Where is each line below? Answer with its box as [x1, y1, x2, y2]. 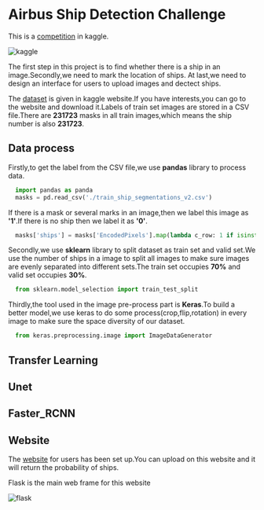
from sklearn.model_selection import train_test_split [15, 285, 199, 294]
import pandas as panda [15, 186, 93, 194]
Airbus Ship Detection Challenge [8, 6, 226, 24]
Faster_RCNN [8, 407, 76, 420]
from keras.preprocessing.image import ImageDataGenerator [15, 332, 213, 339]
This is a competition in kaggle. [8, 31, 109, 41]
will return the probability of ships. [8, 463, 119, 472]
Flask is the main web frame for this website [8, 478, 151, 488]
